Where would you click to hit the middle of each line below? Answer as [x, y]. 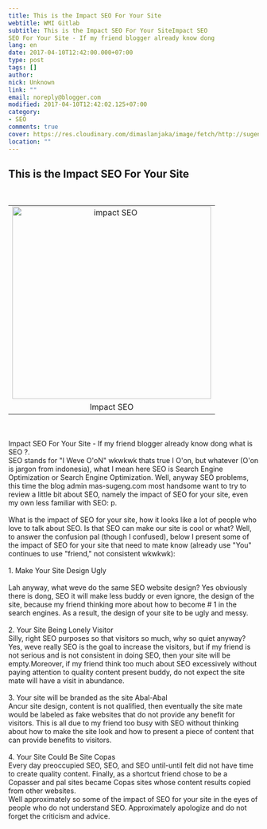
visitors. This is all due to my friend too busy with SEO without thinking [124, 723]
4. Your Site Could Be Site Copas [62, 757]
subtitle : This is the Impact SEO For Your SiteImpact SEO [108, 30]
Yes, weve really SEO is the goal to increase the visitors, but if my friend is [130, 647]
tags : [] [23, 68]
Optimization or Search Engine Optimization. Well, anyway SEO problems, [128, 477]
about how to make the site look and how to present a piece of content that [131, 732]
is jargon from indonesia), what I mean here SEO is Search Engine [116, 469]
